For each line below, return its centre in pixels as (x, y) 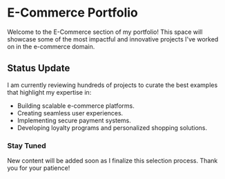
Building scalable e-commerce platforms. (76, 106)
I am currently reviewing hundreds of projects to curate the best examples (112, 85)
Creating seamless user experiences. (70, 113)
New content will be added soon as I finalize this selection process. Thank (112, 161)
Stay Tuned (27, 145)
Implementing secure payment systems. (74, 120)
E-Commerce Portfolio (72, 13)
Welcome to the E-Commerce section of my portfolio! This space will (105, 32)
